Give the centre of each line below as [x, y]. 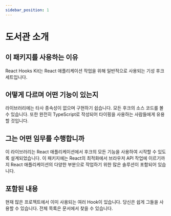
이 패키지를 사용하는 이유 [42, 58]
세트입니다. [16, 77]
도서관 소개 [27, 37]
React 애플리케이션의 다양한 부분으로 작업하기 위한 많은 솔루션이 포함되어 [84, 165]
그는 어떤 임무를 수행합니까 [45, 138]
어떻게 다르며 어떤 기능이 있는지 [52, 95]
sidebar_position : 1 [27, 10]
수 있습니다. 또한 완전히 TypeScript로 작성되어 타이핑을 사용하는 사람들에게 [80, 114]
